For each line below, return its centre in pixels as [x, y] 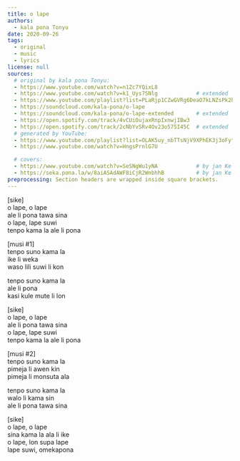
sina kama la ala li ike [39, 434]
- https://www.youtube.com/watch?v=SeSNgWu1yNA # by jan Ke [123, 166]
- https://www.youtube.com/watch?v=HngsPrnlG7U [86, 147]
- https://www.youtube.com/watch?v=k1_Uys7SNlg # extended [121, 93]
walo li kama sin [31, 397]
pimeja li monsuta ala [39, 376]
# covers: [28, 160]
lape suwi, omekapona [40, 450]
